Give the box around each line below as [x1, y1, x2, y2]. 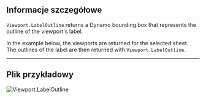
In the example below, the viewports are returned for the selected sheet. [6, 39, 189, 46]
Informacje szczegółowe [6, 5, 102, 15]
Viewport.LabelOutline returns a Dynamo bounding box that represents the [6, 21, 197, 28]
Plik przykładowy [6, 70, 74, 80]
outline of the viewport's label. [6, 28, 83, 35]
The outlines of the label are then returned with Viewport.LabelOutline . [6, 46, 186, 53]
